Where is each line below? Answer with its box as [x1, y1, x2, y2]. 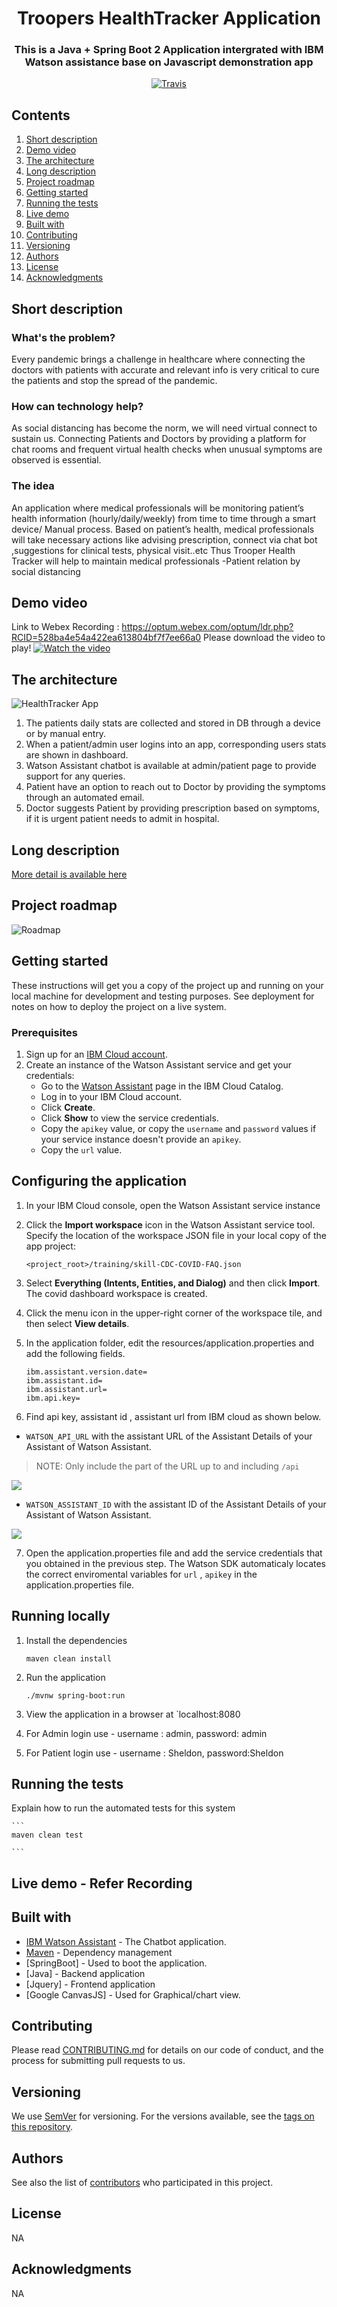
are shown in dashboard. [25, 749, 129, 761]
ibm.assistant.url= [25, 1384, 108, 1394]
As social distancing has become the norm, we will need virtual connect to [11, 422, 318, 434]
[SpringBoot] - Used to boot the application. [25, 1957, 208, 1969]
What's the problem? [11, 330, 116, 344]
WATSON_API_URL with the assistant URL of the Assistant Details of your [25, 1430, 313, 1442]
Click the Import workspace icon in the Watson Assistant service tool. [25, 1218, 316, 1231]
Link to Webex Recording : [11, 621, 120, 633]
